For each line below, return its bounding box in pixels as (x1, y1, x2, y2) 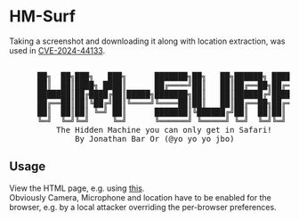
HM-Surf (9, 6, 76, 27)
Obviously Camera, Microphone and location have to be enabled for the (9, 192, 271, 202)
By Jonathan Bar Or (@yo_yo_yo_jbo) (75, 134, 235, 143)
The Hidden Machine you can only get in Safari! (56, 125, 273, 135)
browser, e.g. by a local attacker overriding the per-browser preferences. (9, 201, 278, 212)
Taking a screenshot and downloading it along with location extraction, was (9, 36, 286, 46)
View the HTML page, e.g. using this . (9, 183, 145, 193)
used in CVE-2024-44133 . (9, 45, 105, 55)
